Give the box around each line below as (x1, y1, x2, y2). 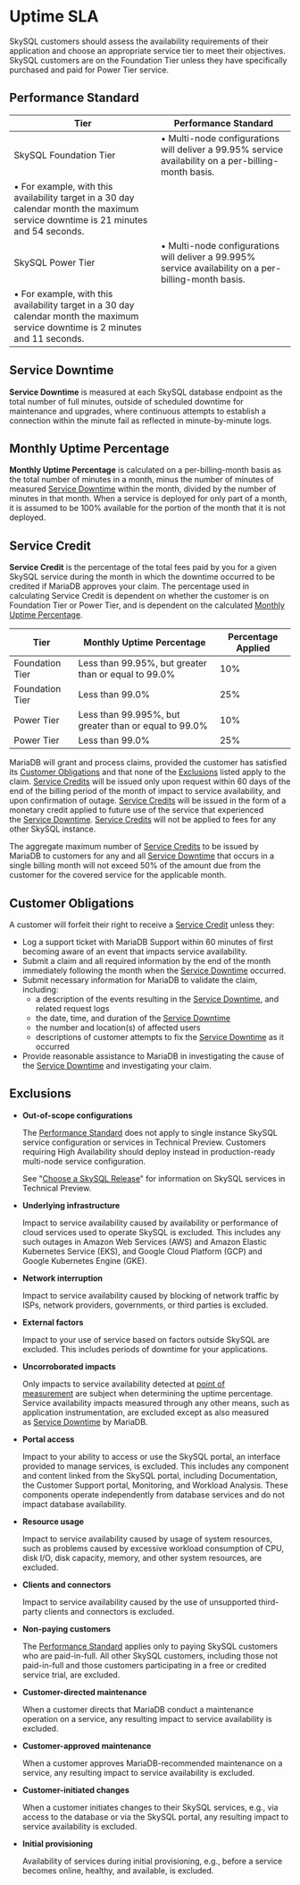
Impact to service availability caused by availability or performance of (21, 1217, 279, 1228)
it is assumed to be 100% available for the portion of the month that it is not (9, 503, 286, 514)
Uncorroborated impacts (21, 1360, 116, 1371)
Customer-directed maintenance (21, 1686, 147, 1697)
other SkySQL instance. (9, 823, 96, 834)
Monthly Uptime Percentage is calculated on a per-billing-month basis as (9, 465, 281, 475)
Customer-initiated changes (21, 1784, 129, 1795)
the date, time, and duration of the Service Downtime (35, 1013, 230, 1023)
